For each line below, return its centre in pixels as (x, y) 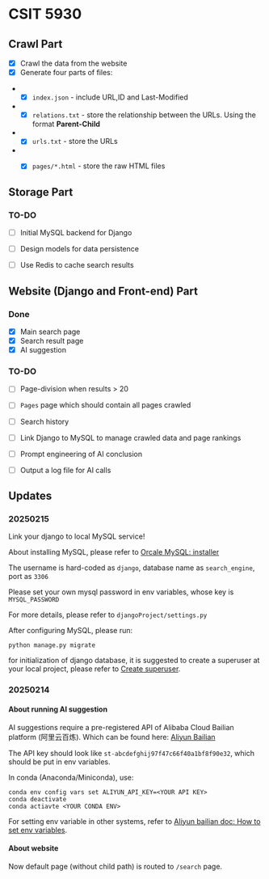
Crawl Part (36, 44)
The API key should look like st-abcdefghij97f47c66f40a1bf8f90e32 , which (132, 753)
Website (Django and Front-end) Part (103, 291)
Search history (44, 421)
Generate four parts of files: (66, 73)
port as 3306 (28, 577)
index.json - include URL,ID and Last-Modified (110, 97)
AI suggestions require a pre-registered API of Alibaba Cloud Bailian (121, 727)
